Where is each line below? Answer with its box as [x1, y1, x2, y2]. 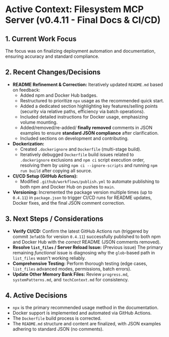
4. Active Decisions [5, 291, 68, 300]
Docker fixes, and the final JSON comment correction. [12, 200, 125, 206]
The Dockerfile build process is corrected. [12, 315, 102, 321]
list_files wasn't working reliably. [12, 255, 86, 261]
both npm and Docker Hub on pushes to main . [20, 183, 115, 190]
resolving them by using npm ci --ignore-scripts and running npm [20, 162, 158, 168]
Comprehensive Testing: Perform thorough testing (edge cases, [12, 260, 148, 267]
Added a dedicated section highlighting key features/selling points [20, 103, 158, 109]
